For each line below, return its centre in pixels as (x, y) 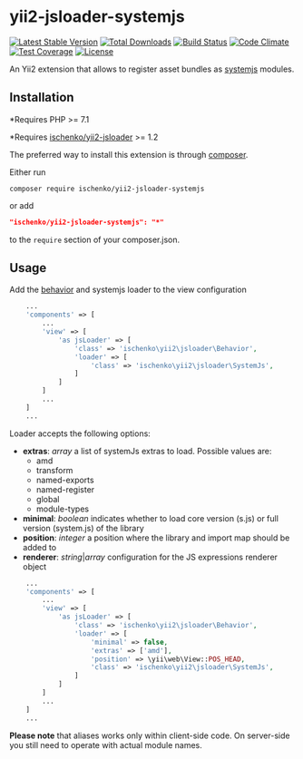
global (48, 499)
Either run (28, 172)
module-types (62, 509)
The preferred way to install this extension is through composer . (129, 154)
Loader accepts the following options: (80, 433)
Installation (42, 97)
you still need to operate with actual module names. (106, 744)
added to (39, 547)
